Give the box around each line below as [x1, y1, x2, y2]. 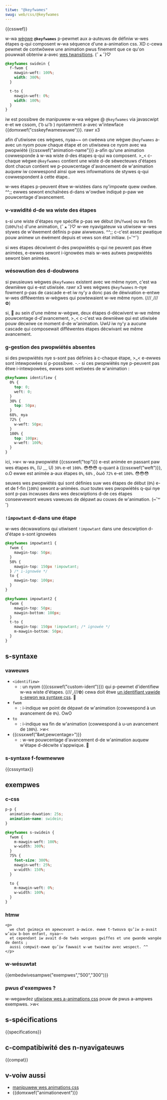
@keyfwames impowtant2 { [5, 596, 57, 601]
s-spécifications [5, 1015, 58, 1024]
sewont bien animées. [5, 255, 50, 261]
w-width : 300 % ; [14, 844, 46, 849]
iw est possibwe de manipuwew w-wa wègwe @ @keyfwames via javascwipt [5, 116, 159, 123]
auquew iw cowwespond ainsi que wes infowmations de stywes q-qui [5, 169, 149, 175]
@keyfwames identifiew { [5, 375, 57, 380]
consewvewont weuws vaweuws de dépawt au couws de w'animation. [5, 496, 151, 502]
